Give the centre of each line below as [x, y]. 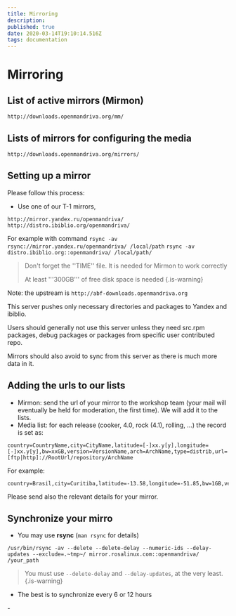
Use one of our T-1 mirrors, [57, 206]
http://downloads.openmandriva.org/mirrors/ [73, 154]
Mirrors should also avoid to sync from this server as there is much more [112, 356]
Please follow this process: [46, 192]
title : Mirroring [33, 14]
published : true [31, 27]
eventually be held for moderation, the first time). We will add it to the [118, 410]
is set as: [30, 432]
